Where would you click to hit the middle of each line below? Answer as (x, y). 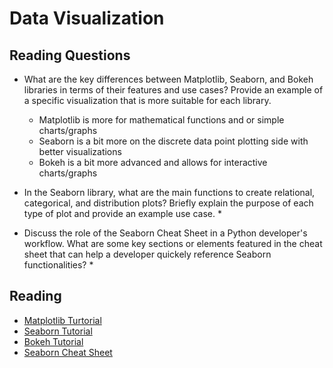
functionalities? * (58, 265)
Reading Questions (70, 55)
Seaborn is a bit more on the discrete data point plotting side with (173, 141)
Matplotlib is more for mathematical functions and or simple (161, 120)
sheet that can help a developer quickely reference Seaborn (147, 254)
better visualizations (80, 151)
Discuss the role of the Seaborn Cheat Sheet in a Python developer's (165, 233)
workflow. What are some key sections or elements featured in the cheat (173, 243)
